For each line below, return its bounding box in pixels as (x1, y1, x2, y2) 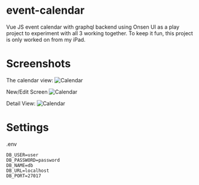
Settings (6, 121, 49, 134)
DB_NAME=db (6, 162, 33, 168)
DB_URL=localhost (6, 168, 50, 174)
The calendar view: (6, 76, 54, 84)
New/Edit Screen (6, 88, 48, 95)
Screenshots (6, 57, 71, 70)
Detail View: (6, 100, 36, 107)
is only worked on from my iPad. (6, 36, 85, 43)
